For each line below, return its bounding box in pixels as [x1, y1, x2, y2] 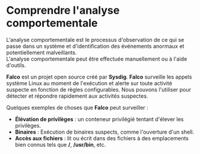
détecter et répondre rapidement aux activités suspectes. [6, 92, 148, 99]
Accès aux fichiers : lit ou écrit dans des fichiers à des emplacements [14, 134, 189, 141]
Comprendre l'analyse [6, 4, 120, 17]
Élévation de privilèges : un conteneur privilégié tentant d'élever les [14, 115, 184, 123]
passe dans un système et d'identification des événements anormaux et [6, 43, 184, 50]
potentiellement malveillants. [6, 49, 77, 56]
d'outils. [6, 61, 26, 69]
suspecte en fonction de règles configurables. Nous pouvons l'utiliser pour [6, 86, 192, 93]
